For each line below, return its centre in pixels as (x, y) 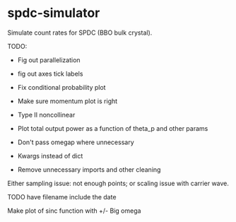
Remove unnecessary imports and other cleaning (89, 169)
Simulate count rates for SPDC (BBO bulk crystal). (80, 33)
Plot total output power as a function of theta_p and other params (113, 128)
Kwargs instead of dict (50, 156)
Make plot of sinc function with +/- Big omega (74, 211)
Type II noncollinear (46, 115)
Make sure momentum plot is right (67, 101)
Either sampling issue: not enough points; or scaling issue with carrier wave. (118, 183)
